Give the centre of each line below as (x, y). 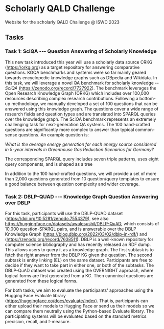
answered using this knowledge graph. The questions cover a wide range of (82, 109)
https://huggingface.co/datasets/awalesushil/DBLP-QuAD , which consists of (82, 223)
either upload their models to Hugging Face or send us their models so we (80, 306)
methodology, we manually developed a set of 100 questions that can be (84, 104)
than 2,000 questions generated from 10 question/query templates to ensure (82, 178)
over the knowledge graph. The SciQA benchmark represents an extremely (81, 119)
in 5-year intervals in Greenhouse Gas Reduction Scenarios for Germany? (80, 149)
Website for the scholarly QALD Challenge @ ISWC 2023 (62, 22)
